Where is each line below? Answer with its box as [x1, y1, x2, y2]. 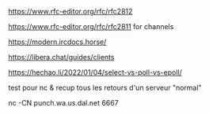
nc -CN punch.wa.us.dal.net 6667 [8, 98, 119, 107]
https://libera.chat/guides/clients [8, 53, 115, 61]
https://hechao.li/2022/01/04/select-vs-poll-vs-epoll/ [8, 68, 182, 77]
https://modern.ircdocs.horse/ [8, 37, 107, 46]
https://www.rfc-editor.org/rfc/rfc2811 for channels [8, 22, 174, 31]
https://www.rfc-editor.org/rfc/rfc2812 [8, 7, 133, 16]
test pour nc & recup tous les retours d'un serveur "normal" [8, 83, 202, 92]
